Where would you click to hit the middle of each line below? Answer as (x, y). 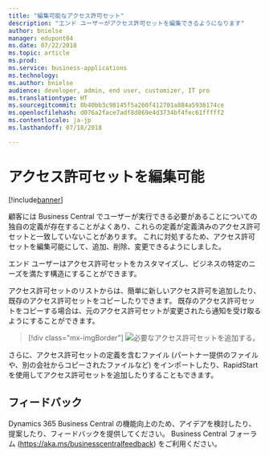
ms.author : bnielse (41, 83)
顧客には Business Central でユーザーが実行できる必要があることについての (133, 216)
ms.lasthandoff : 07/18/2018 (55, 128)
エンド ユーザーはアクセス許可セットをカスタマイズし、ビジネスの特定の (128, 263)
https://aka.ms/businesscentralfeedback (87, 443)
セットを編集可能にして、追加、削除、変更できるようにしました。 (117, 246)
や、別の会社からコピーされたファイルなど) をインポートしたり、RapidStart (133, 364)
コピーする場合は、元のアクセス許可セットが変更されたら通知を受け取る (142, 311)
